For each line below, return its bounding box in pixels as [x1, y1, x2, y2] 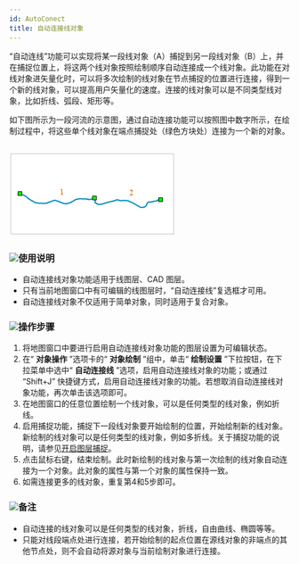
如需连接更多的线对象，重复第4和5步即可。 [21, 477, 181, 487]
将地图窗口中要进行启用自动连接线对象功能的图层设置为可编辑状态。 [21, 343, 272, 353]
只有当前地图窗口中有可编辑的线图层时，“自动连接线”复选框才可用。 [21, 286, 271, 296]
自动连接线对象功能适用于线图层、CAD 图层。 [21, 274, 190, 285]
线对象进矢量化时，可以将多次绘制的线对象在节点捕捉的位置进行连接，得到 [9, 72, 282, 84]
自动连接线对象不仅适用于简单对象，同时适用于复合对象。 [21, 296, 233, 307]
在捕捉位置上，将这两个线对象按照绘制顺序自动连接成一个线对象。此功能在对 [9, 62, 290, 72]
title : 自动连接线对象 [9, 23, 85, 33]
